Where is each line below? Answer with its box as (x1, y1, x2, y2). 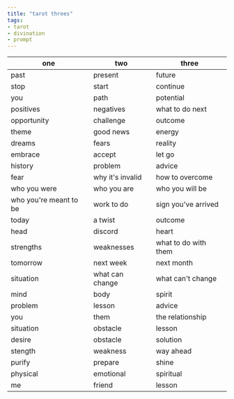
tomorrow (10, 258, 43, 268)
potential (155, 93, 185, 103)
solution (155, 335, 182, 344)
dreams (10, 138, 36, 148)
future (155, 71, 176, 80)
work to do (93, 200, 129, 210)
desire (10, 335, 31, 344)
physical (10, 369, 38, 379)
